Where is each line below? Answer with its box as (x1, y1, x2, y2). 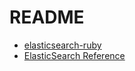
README (9, 6, 85, 29)
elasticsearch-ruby (23, 39, 102, 51)
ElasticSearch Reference (23, 49, 126, 61)
